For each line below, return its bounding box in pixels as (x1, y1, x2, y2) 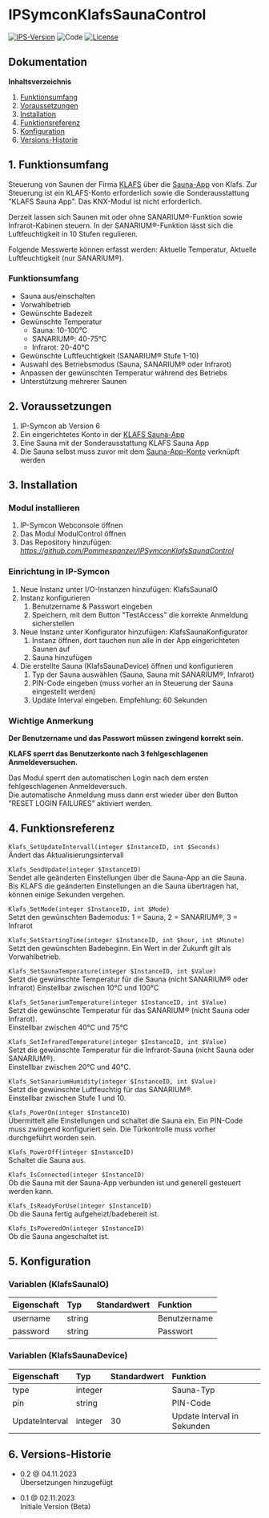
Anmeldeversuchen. (8, 757, 78, 767)
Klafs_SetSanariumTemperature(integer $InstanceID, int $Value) (8, 998, 227, 1006)
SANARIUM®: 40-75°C (31, 334, 107, 343)
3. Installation (8, 479, 78, 492)
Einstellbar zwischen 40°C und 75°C (8, 1022, 129, 1032)
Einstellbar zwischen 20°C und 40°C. (8, 1062, 131, 1071)
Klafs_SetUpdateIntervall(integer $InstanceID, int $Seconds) (8, 843, 220, 851)
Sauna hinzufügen (31, 652, 93, 662)
